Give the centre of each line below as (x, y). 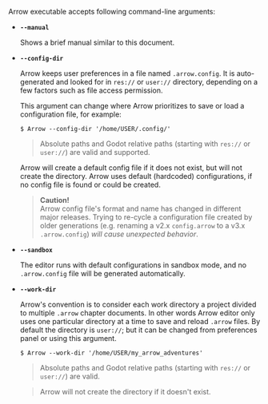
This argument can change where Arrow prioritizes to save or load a (132, 106)
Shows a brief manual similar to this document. (97, 42)
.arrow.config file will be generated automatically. (102, 273)
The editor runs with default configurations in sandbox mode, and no (133, 265)
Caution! (54, 200)
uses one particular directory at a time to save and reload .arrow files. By (140, 321)
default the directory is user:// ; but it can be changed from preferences (138, 330)
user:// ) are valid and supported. (95, 152)
